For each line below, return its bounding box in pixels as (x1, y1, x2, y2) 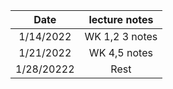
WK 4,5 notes (88, 46, 153, 59)
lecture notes (88, 13, 154, 26)
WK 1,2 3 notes (84, 30, 158, 43)
